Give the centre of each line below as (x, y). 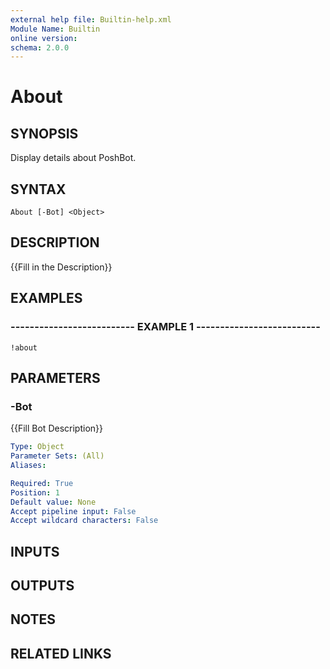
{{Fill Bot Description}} (56, 428)
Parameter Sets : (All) (57, 456)
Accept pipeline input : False (73, 511)
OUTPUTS (42, 586)
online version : (44, 38)
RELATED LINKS (61, 653)
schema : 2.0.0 (40, 47)
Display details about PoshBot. (73, 158)
